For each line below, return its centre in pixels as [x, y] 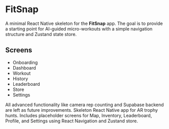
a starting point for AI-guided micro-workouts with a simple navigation [79, 28]
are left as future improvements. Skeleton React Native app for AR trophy [82, 110]
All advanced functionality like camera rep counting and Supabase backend [84, 105]
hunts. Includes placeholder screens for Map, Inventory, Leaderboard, [79, 115]
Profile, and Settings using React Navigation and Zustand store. [72, 121]
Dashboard [24, 68]
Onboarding [25, 62]
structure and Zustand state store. [41, 34]
